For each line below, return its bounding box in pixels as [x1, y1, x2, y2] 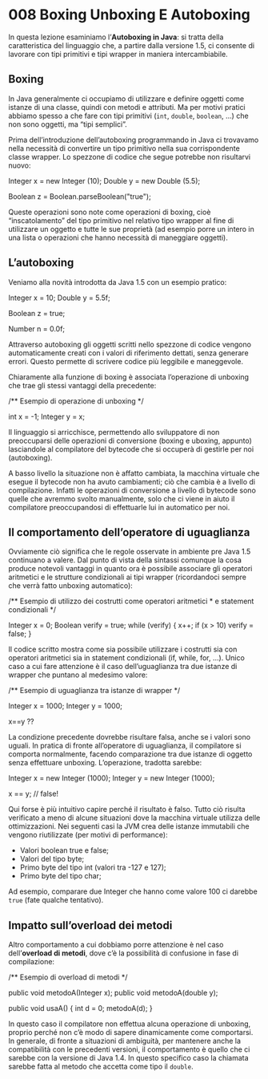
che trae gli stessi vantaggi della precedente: [8, 380, 157, 390]
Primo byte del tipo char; [19, 871, 102, 881]
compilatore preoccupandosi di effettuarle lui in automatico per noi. [8, 502, 230, 512]
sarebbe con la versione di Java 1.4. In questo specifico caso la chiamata [8, 1053, 250, 1063]
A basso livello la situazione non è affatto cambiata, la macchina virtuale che [8, 468, 260, 478]
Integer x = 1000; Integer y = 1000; [8, 701, 122, 711]
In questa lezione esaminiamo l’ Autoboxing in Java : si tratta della [8, 32, 224, 42]
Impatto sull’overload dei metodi [8, 919, 173, 932]
